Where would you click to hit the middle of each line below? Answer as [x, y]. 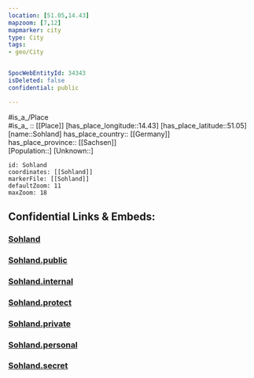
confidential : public [44, 87]
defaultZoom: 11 [35, 186]
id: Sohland [28, 165]
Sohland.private [40, 324]
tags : [17, 45]
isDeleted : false [37, 80]
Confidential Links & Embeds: [82, 217]
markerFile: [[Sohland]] [49, 179]
